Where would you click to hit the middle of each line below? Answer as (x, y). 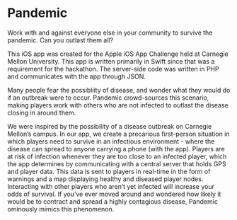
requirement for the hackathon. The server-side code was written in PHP (113, 69)
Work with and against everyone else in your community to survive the (110, 33)
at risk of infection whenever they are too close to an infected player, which (117, 156)
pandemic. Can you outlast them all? (60, 40)
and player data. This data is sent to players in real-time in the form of (109, 171)
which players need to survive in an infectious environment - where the (111, 141)
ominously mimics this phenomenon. (61, 209)
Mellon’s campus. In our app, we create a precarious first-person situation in (118, 134)
